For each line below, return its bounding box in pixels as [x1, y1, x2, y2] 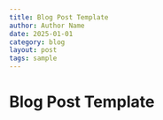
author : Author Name [9, 21, 86, 30]
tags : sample [9, 54, 58, 63]
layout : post [9, 46, 58, 55]
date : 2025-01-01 [9, 29, 74, 38]
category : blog [9, 37, 66, 47]
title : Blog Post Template [9, 12, 109, 22]
